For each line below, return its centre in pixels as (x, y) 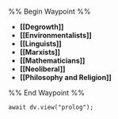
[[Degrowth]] (42, 27)
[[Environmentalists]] (56, 35)
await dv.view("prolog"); (51, 107)
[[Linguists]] (40, 44)
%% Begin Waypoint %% (49, 12)
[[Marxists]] (40, 52)
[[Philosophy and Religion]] (66, 77)
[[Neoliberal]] (42, 69)
